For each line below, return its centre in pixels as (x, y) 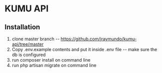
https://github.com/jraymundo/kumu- (99, 39)
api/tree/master (28, 44)
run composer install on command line (51, 60)
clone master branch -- (36, 39)
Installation (22, 27)
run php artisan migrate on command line (54, 65)
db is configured (29, 55)
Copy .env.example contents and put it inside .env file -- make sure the (84, 49)
